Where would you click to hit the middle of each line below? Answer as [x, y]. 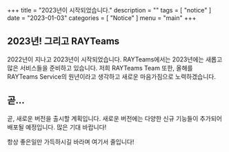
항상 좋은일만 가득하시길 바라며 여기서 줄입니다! [71, 142]
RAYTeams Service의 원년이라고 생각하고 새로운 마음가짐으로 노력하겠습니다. [111, 76]
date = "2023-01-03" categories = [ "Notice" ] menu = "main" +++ [102, 18]
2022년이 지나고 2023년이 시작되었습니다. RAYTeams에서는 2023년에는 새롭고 [115, 59]
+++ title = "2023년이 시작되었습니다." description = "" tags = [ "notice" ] [109, 10]
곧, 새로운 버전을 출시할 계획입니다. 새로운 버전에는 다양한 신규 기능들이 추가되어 [115, 118]
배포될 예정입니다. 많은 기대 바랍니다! [57, 127]
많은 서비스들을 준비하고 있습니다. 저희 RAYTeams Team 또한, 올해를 [100, 68]
